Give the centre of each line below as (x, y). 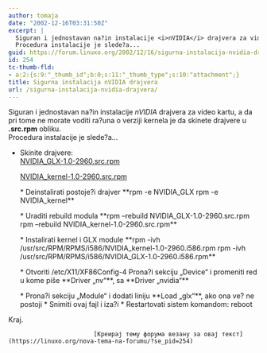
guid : (17, 52)
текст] (232, 335)
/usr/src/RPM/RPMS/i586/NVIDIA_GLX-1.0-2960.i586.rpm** (118, 257)
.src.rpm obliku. (35, 129)
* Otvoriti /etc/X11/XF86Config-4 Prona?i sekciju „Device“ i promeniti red (138, 272)
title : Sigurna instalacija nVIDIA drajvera (83, 82)
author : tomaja (33, 16)
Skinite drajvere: (46, 153)
